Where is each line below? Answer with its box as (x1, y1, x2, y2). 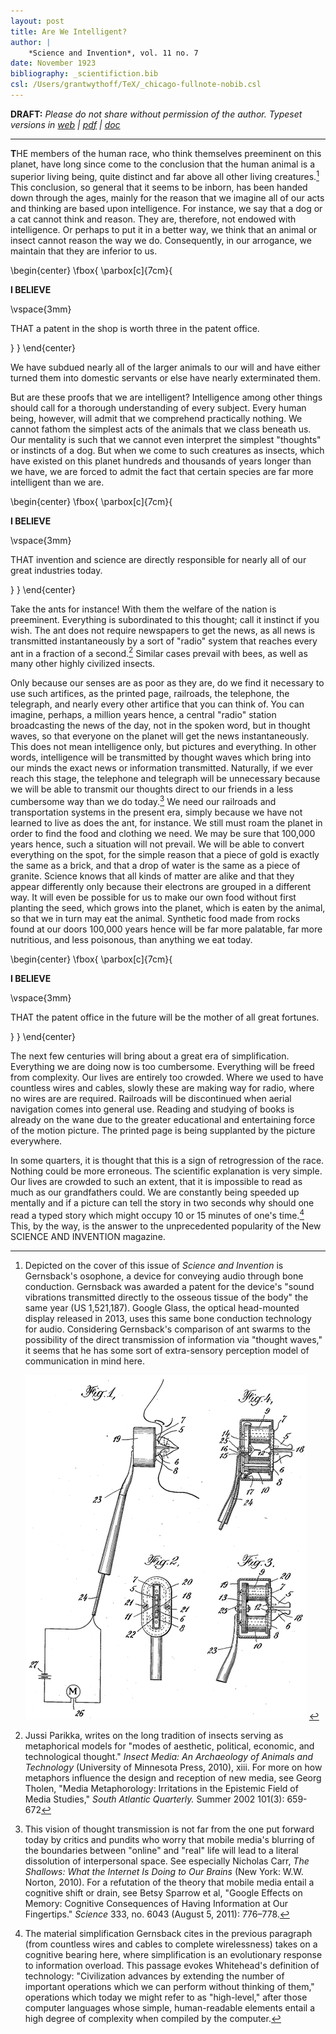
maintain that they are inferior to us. (10, 245, 158, 257)
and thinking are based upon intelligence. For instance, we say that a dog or (10, 202, 323, 214)
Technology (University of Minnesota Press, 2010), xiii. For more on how (24, 1761, 323, 1773)
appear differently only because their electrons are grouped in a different (10, 880, 312, 892)
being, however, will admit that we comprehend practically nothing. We (10, 412, 303, 424)
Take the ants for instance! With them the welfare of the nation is (10, 603, 277, 615)
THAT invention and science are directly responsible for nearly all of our (10, 553, 307, 565)
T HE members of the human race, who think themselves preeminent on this (10, 147, 322, 159)
